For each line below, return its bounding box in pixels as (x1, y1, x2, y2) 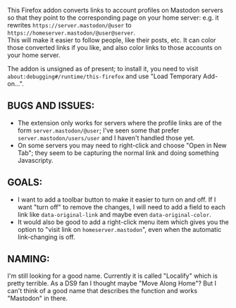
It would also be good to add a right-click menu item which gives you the (17, 218, 229, 226)
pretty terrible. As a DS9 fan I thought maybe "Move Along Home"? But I (7, 279, 217, 288)
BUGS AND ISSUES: (7, 100, 95, 112)
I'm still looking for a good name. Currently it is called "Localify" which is (7, 271, 218, 281)
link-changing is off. (17, 233, 75, 241)
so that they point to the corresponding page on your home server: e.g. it (7, 13, 219, 22)
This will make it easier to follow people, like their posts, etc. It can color (7, 36, 216, 44)
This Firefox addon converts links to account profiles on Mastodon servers (7, 6, 223, 14)
